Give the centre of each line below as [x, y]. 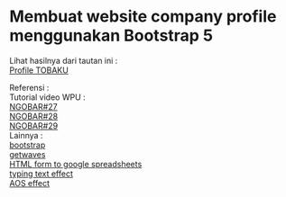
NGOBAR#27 [33, 106]
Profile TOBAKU [39, 70]
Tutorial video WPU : [47, 97]
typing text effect [42, 174]
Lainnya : [26, 135]
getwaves [28, 154]
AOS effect [30, 183]
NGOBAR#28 [34, 116]
